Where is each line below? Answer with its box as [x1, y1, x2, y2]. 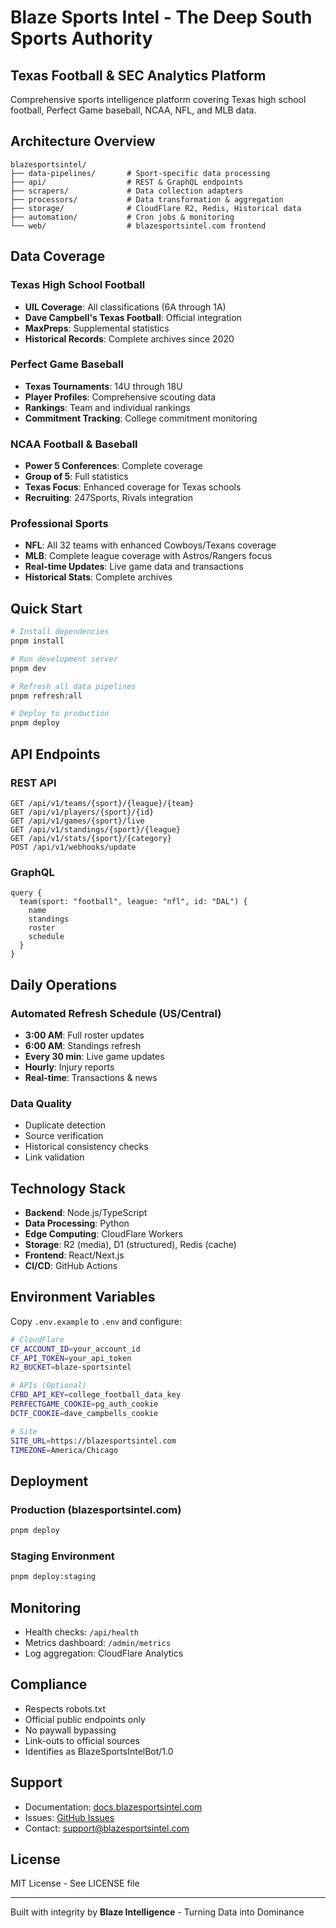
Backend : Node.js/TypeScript [24, 1206, 148, 1218]
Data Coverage [10, 248, 106, 265]
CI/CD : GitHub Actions [24, 1259, 118, 1271]
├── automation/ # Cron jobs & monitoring [10, 212, 235, 222]
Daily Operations [10, 976, 118, 993]
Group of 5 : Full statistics [24, 471, 129, 483]
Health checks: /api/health [24, 1626, 139, 1638]
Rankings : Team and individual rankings [24, 401, 191, 413]
